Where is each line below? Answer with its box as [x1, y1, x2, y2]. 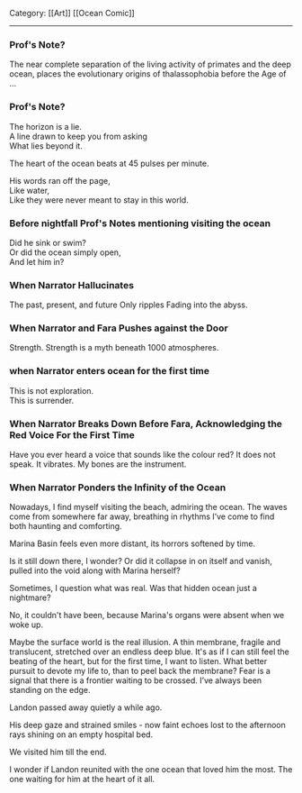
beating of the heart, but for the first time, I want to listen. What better [9, 656, 268, 667]
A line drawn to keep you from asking [9, 131, 148, 141]
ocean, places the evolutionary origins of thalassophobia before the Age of [9, 68, 287, 79]
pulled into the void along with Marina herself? [9, 565, 182, 576]
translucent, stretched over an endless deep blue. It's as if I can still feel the [9, 646, 289, 657]
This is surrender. [9, 395, 75, 406]
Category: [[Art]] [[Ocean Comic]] [9, 8, 135, 18]
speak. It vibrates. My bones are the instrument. [9, 459, 187, 469]
